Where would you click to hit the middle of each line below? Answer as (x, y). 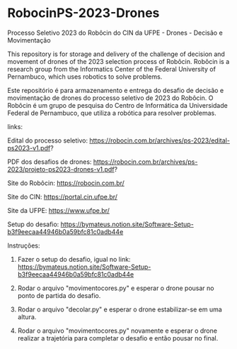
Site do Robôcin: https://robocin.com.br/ (66, 183)
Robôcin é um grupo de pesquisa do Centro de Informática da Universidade (117, 105)
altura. (27, 316)
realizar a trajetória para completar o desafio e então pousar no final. (118, 338)
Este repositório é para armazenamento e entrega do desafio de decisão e (116, 90)
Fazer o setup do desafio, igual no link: (74, 259)
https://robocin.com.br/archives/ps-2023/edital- (160, 140)
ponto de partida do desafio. (59, 295)
